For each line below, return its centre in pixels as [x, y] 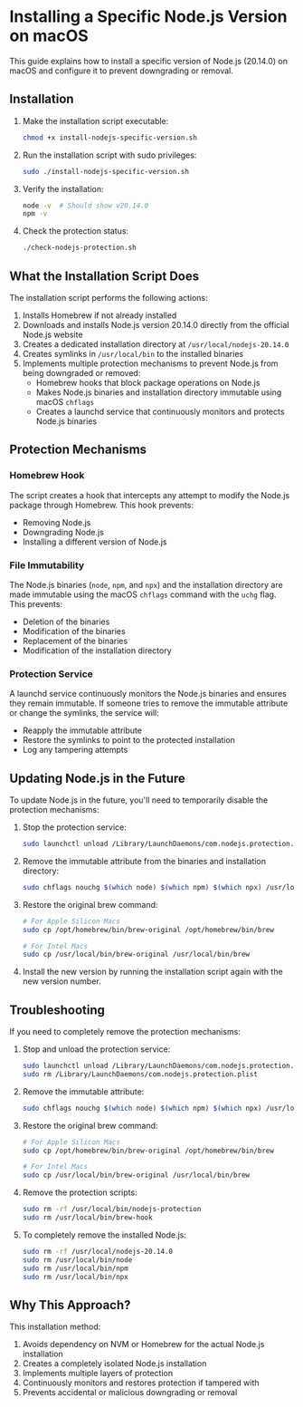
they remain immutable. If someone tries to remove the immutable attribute [149, 703]
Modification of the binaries [74, 631]
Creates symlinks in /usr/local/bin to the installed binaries [133, 353]
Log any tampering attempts [75, 750]
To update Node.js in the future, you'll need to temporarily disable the [139, 800]
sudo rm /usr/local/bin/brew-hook [87, 1218]
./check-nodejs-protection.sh [80, 248]
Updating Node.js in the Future [97, 778]
